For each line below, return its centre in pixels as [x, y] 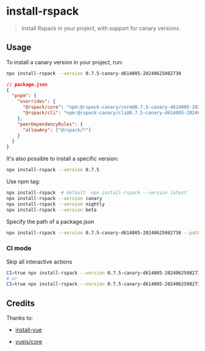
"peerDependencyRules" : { [50, 124]
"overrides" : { [37, 102]
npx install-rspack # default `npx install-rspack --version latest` [98, 193]
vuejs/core [29, 342]
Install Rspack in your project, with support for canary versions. [101, 28]
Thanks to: [20, 318]
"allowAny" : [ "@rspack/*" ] [57, 130]
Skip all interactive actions [39, 262]
